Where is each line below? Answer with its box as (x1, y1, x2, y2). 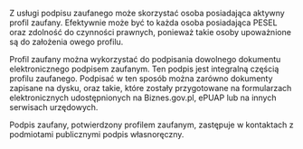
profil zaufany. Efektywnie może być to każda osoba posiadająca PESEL (9, 17, 278, 28)
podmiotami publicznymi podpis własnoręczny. (9, 129, 185, 139)
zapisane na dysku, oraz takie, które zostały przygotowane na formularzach (9, 83, 292, 93)
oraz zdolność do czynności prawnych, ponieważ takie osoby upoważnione (9, 27, 292, 37)
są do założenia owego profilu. (9, 36, 124, 47)
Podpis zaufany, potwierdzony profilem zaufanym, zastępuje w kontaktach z (9, 119, 294, 130)
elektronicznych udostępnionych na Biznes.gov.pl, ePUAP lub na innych (9, 92, 277, 103)
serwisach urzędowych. (9, 102, 99, 112)
